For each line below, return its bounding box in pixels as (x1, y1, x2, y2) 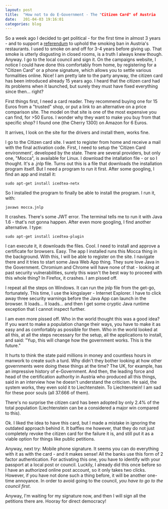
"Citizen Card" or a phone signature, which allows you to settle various (5, 67, 151, 73)
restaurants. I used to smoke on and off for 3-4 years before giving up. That (5, 46, 162, 52)
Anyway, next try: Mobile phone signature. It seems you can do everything (5, 446, 159, 452)
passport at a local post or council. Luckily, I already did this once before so (5, 462, 161, 468)
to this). (5, 410, 21, 416)
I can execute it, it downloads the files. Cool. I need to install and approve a (5, 243, 160, 249)
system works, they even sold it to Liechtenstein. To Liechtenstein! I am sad (5, 384, 161, 390)
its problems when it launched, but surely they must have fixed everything (5, 83, 158, 90)
